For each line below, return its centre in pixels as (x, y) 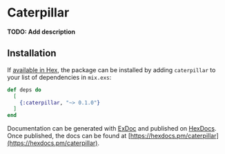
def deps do (24, 90)
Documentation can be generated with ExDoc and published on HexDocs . (112, 129)
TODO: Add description (41, 32)
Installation (32, 53)
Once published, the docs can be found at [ (69, 136)
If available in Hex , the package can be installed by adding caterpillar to (111, 69)
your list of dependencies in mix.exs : (59, 77)
